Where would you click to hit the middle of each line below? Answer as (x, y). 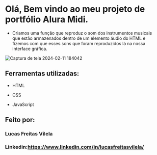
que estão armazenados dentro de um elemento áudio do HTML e (79, 38)
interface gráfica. (30, 49)
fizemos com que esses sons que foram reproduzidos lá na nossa (79, 43)
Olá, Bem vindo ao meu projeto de (75, 9)
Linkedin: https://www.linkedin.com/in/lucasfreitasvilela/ (75, 147)
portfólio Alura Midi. (47, 19)
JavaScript (23, 104)
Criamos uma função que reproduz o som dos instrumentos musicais (82, 33)
